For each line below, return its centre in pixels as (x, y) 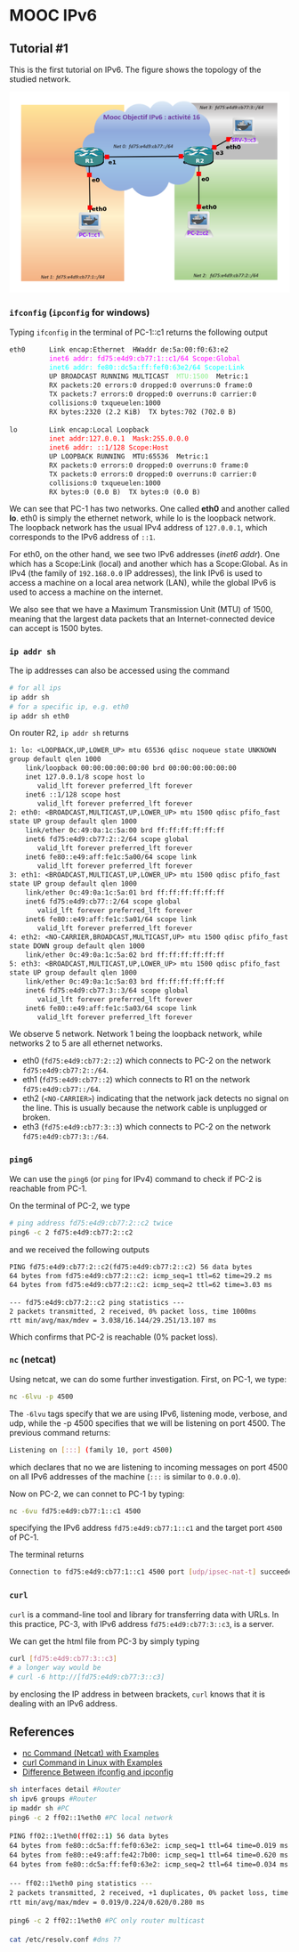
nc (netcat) (33, 1360)
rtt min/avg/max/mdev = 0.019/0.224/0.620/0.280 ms (107, 1902)
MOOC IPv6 (53, 16)
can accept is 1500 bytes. (57, 628)
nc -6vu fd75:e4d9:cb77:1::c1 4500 (75, 1511)
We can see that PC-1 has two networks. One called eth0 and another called (149, 508)
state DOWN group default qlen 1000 (77, 946)
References (42, 1732)
